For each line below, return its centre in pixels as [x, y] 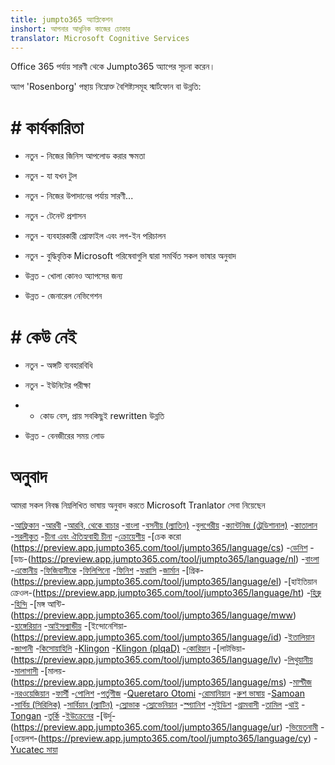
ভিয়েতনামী [303, 727]
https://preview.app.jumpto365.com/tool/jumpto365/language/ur [146, 727]
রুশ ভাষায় [250, 693]
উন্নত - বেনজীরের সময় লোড [64, 436]
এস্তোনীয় [26, 570]
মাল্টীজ [302, 682]
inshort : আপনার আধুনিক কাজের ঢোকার [70, 29]
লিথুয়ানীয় [300, 660]
